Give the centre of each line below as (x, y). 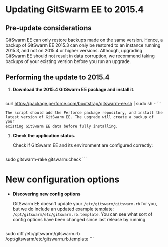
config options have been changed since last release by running (79, 219)
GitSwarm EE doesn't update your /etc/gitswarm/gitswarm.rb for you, (85, 203)
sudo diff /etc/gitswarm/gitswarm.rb (43, 233)
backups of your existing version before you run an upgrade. (68, 61)
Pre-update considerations (48, 28)
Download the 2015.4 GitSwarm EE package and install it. (73, 89)
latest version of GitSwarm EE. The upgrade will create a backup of (80, 117)
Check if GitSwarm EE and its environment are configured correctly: (83, 145)
